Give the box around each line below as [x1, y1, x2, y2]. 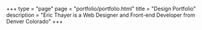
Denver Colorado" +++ [6, 18, 63, 25]
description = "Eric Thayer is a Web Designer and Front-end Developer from [6, 11, 195, 19]
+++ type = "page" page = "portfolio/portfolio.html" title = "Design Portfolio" [6, 5, 196, 12]
